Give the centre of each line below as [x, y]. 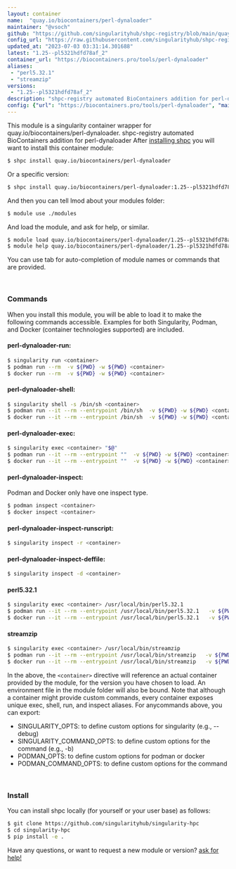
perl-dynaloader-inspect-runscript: [60, 528]
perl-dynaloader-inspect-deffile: [56, 559]
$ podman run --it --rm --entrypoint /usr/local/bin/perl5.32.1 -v [111, 611]
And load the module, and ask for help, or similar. [78, 227]
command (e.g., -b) [46, 748]
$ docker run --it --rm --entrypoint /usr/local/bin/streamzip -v [110, 661]
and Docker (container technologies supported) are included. [96, 329]
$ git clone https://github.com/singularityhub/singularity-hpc [103, 824]
